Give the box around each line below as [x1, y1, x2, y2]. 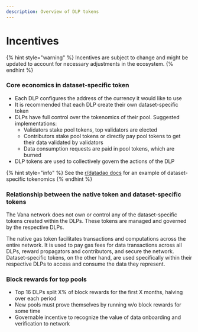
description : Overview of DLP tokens [6, 8, 99, 15]
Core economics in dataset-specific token [6, 81, 129, 90]
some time [14, 308, 41, 315]
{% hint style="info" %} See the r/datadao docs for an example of [6, 169, 167, 176]
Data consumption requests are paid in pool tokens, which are [23, 145, 175, 152]
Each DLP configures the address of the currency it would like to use [14, 94, 182, 101]
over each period [14, 295, 57, 302]
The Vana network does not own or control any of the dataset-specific [6, 211, 177, 218]
